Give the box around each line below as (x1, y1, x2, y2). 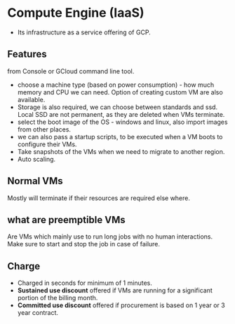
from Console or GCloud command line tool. (7, 66, 135, 75)
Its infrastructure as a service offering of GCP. (17, 28, 151, 36)
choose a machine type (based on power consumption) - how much (17, 80, 215, 89)
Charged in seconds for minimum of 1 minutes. (17, 279, 152, 288)
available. (17, 95, 46, 104)
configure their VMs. (17, 140, 77, 148)
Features (7, 48, 47, 60)
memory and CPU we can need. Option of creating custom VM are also (17, 87, 223, 96)
